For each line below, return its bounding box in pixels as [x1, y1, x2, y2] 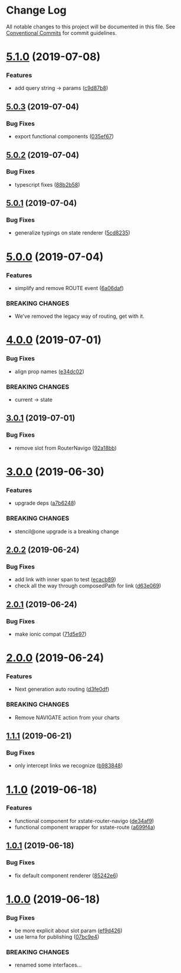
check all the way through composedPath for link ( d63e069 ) [14, 583, 162, 590]
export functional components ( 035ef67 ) [14, 133, 114, 140]
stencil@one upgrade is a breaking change [14, 528, 119, 535]
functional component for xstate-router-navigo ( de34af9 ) [14, 817, 154, 824]
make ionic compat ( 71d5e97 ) [14, 630, 87, 637]
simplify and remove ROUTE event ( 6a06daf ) [14, 284, 124, 291]
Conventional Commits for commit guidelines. [6, 29, 117, 36]
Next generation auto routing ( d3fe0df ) [14, 686, 110, 693]
